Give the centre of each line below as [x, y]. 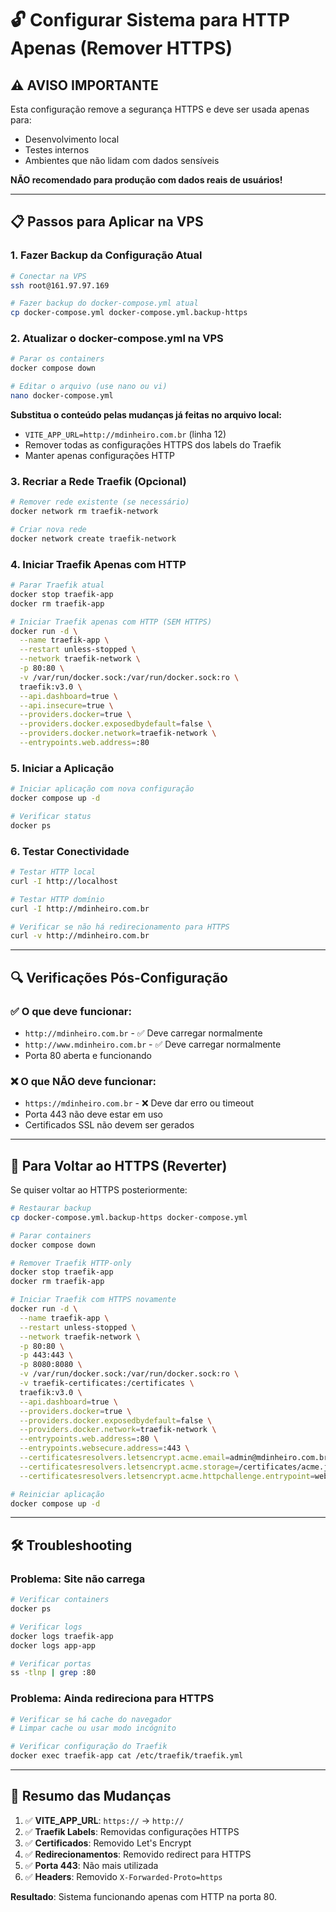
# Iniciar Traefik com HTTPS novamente [93, 1300]
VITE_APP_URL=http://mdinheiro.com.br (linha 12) [125, 434]
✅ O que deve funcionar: [71, 1011]
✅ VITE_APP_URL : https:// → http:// [104, 1820]
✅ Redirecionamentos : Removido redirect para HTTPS [138, 1854]
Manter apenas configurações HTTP [99, 455]
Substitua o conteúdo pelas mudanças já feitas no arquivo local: [146, 414]
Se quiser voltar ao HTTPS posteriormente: [99, 1190]
